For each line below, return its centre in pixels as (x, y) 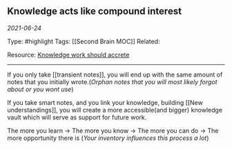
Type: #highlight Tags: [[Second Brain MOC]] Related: (84, 41)
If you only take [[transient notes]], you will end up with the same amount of (115, 74)
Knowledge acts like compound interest (94, 11)
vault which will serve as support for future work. (77, 117)
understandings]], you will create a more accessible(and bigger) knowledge (115, 110)
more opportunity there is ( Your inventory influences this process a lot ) (108, 138)
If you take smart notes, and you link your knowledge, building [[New (105, 102)
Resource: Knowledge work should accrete (68, 54)
